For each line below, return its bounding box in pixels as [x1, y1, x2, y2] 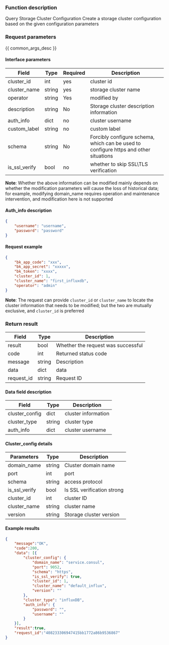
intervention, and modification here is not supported [5, 196, 113, 202]
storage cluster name [90, 86, 140, 93]
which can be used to [90, 139, 141, 146]
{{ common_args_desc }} [5, 45, 57, 51]
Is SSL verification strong [64, 486, 124, 493]
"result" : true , [14, 626, 46, 631]
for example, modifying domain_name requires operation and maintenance [5, 190, 160, 196]
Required [62, 69, 86, 76]
